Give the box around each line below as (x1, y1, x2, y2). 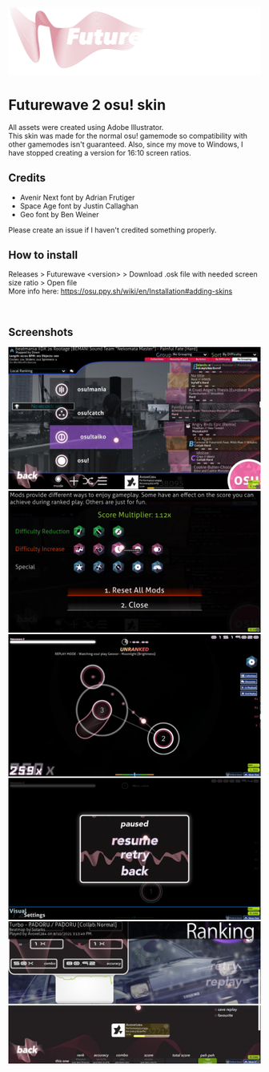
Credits (8, 172, 46, 185)
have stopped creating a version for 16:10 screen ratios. (8, 148, 191, 157)
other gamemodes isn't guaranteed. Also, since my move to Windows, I (8, 140, 243, 149)
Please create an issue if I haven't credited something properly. (8, 225, 217, 235)
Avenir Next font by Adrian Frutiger (19, 192, 135, 202)
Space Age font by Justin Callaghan (19, 200, 139, 211)
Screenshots (8, 325, 74, 339)
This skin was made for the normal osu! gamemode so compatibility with (8, 131, 248, 140)
